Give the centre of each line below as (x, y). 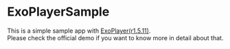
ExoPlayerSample (58, 12)
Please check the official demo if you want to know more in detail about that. (115, 37)
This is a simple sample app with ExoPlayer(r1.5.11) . (79, 31)
